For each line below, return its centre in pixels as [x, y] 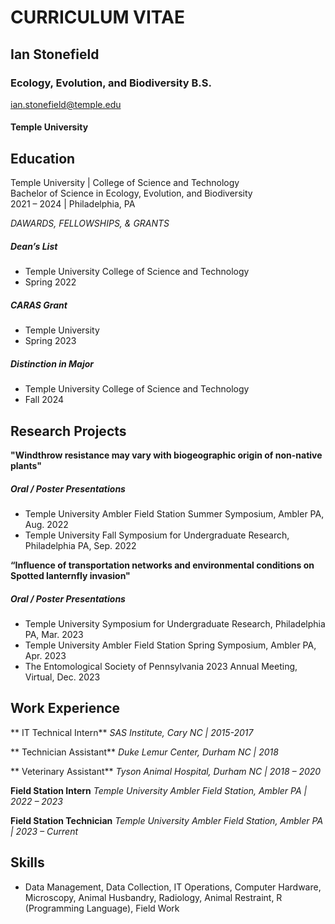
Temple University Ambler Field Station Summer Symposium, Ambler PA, [174, 513]
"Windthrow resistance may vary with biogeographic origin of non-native [166, 455]
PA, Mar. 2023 [54, 634]
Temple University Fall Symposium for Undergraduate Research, [157, 535]
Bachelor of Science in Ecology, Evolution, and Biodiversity [131, 193]
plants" [26, 465]
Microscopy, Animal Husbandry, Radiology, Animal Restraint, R [153, 897]
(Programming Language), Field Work [102, 908]
